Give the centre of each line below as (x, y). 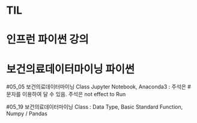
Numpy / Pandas (27, 113)
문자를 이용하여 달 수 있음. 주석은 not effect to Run (66, 94)
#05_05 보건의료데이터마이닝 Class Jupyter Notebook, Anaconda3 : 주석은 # (98, 87)
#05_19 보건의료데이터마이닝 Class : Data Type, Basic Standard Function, (95, 107)
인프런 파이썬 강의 (47, 40)
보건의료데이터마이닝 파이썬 (71, 69)
